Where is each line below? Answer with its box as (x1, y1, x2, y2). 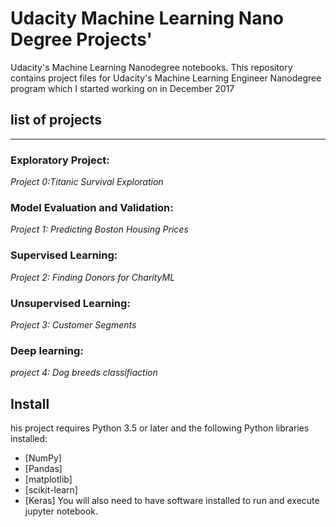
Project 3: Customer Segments (10, 318, 137, 331)
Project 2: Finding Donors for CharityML (10, 271, 176, 283)
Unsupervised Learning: (10, 296, 131, 310)
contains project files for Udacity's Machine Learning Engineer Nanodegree (10, 72, 322, 84)
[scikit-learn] (24, 484, 78, 496)
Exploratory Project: (10, 153, 110, 167)
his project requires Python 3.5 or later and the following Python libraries (10, 422, 310, 434)
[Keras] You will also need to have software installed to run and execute (24, 495, 320, 507)
